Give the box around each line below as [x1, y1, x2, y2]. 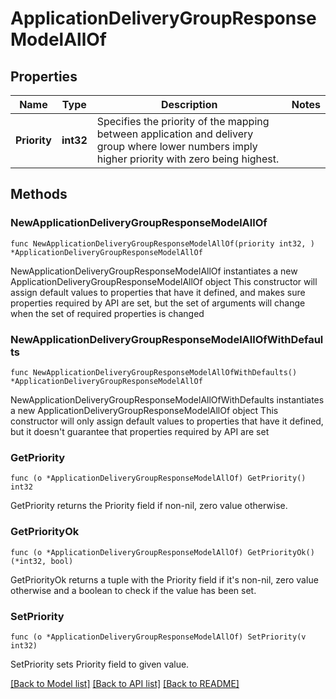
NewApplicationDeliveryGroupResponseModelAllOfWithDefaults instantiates [10, 393, 325, 406]
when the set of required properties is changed [10, 307, 205, 319]
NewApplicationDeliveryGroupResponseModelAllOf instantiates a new [10, 265, 298, 277]
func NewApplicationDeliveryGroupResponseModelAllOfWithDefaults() [10, 367, 298, 377]
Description [161, 98, 218, 111]
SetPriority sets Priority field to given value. [10, 658, 190, 670]
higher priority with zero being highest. [96, 152, 280, 166]
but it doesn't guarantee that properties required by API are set [10, 425, 270, 437]
